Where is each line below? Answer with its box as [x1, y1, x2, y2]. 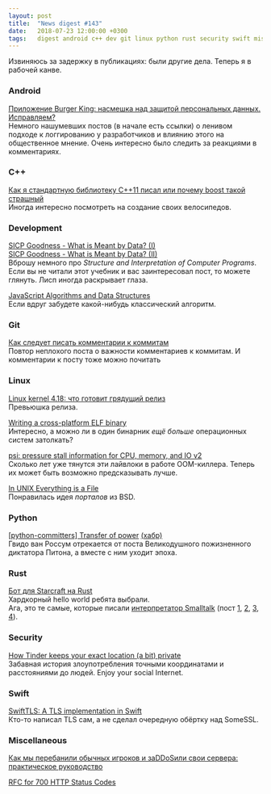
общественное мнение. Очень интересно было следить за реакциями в [8, 138, 257, 148]
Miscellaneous [8, 734, 67, 746]
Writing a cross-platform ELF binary [8, 418, 127, 427]
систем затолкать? [8, 435, 74, 444]
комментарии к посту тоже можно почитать [8, 355, 161, 364]
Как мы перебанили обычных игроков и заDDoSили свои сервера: [8, 753, 239, 763]
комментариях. [8, 146, 62, 156]
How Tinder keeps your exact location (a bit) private [8, 650, 181, 660]
